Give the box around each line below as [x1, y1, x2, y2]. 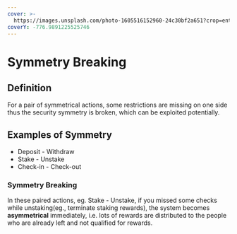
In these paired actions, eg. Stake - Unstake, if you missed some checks [7, 196, 217, 205]
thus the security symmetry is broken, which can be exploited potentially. [7, 108, 220, 117]
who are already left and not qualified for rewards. [7, 218, 153, 227]
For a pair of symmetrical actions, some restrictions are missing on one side [7, 100, 228, 110]
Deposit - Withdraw [17, 148, 75, 156]
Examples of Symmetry [7, 129, 113, 141]
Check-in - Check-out [17, 163, 82, 171]
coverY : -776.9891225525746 [7, 23, 90, 30]
